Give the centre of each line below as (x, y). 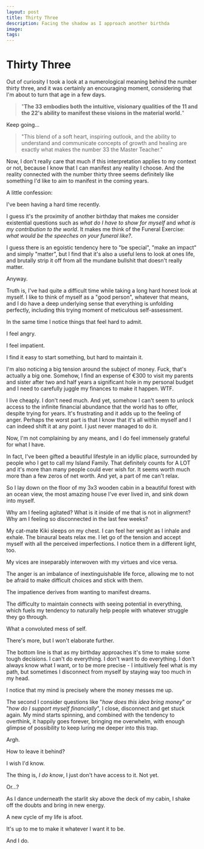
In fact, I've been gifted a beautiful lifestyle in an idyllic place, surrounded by (102, 457)
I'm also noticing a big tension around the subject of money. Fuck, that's (97, 369)
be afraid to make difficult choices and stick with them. (75, 581)
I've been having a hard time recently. (53, 204)
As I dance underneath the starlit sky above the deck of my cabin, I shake (98, 799)
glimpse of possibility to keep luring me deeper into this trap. (82, 728)
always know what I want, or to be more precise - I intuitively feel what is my (102, 665)
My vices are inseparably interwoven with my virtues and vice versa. (92, 562)
